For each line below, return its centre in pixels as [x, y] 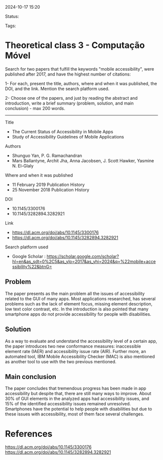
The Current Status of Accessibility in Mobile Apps [63, 131]
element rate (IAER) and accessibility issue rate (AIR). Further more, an [76, 351]
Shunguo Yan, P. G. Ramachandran [47, 155]
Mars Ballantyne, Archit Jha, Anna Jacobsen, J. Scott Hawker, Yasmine [83, 161]
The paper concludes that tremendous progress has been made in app [76, 388]
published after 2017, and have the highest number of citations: [68, 74]
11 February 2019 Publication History [48, 184]
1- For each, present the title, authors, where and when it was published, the [81, 83]
